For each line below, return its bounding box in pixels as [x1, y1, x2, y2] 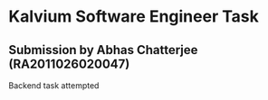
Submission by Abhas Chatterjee [8, 42, 198, 58]
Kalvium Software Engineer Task [8, 6, 259, 27]
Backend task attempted [8, 80, 100, 91]
